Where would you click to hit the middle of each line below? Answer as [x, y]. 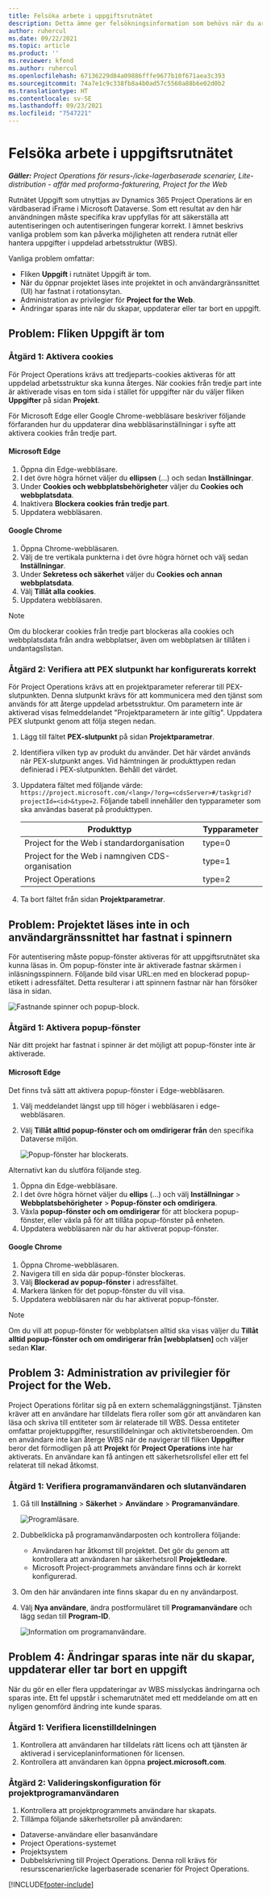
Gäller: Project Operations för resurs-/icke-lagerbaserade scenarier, [123, 175]
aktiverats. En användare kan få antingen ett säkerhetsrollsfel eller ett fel [128, 1456]
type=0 [217, 843]
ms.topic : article [39, 46]
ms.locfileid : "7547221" [50, 114]
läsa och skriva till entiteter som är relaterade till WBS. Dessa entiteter [124, 1422]
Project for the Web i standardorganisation [104, 843]
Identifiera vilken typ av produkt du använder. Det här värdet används [135, 752]
